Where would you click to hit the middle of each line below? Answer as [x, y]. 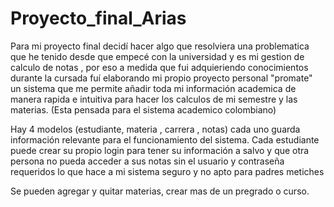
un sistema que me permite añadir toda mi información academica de [153, 88]
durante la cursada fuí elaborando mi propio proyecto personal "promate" [161, 78]
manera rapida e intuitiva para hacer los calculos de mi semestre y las [154, 99]
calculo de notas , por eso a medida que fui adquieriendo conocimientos [159, 67]
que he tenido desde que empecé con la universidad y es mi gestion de [157, 56]
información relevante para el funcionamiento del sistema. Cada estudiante [165, 139]
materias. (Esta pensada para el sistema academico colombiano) [143, 109]
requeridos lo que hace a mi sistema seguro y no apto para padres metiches [167, 171]
